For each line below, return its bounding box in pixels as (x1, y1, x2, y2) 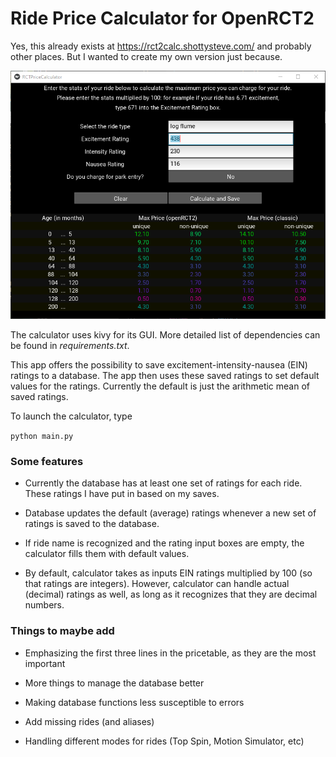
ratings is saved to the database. (24, 518, 160, 530)
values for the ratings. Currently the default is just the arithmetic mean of (10, 380, 311, 392)
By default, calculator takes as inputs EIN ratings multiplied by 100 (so (24, 567, 313, 579)
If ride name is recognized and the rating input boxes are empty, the (24, 537, 305, 549)
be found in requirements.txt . (10, 340, 130, 352)
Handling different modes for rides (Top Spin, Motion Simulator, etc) (24, 735, 305, 747)
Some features (10, 455, 84, 469)
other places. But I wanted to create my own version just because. (10, 50, 283, 62)
